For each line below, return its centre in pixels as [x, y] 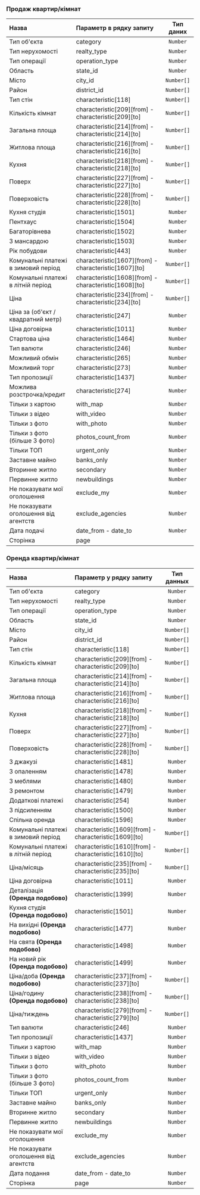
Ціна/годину [27, 993]
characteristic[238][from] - [113, 993]
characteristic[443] [103, 251]
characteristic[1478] [104, 771]
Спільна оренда [32, 819]
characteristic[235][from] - [113, 863]
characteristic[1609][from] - [115, 829]
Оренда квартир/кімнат [43, 559]
